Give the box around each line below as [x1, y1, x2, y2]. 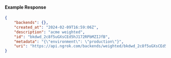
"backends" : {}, [14, 20, 49, 25]
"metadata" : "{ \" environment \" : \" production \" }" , [14, 39, 124, 44]
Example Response [5, 4, 46, 10]
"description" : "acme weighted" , [14, 30, 85, 35]
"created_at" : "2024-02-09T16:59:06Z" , [14, 24, 99, 30]
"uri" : [14, 44, 28, 49]
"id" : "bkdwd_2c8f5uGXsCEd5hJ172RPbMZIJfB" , [14, 34, 110, 39]
